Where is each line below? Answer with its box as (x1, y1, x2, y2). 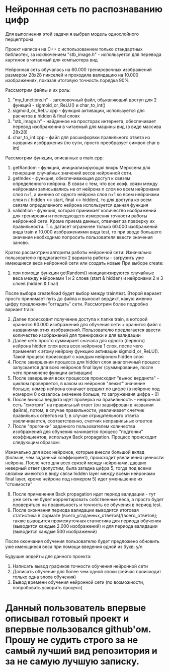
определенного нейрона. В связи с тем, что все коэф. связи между (12, 180, 158, 187)
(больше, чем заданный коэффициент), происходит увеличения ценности (5, 454, 164, 460)
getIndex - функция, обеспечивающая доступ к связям (12, 175, 131, 181)
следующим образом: (12, 439, 60, 445)
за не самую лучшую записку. (5, 656, 140, 667)
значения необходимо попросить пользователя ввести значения (12, 234, 153, 240)
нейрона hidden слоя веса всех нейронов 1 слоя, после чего (12, 343, 143, 349)
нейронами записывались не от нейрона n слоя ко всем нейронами (12, 186, 160, 192)
